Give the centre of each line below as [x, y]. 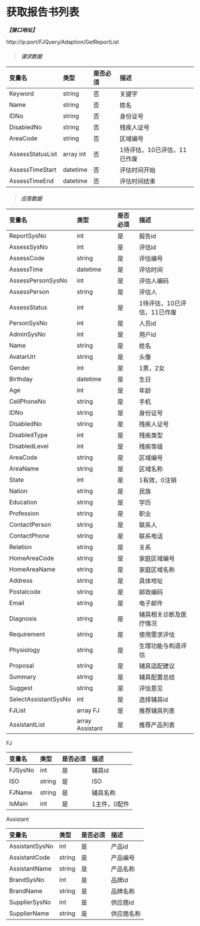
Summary [23, 677]
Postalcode [25, 592]
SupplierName [29, 913]
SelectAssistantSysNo [40, 699]
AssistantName [30, 869]
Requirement [27, 635]
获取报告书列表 [43, 12]
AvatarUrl [22, 357]
